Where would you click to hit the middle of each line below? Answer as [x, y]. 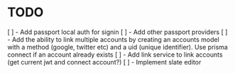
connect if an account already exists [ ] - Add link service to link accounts [115, 55]
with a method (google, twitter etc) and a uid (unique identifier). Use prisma [118, 47]
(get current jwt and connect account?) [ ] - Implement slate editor [104, 62]
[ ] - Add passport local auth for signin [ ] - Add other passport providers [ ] [117, 32]
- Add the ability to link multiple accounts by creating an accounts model [114, 39]
